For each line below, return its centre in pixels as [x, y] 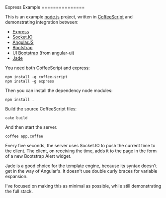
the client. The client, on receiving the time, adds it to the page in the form [81, 151]
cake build [16, 118]
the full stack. [19, 191]
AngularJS [23, 42]
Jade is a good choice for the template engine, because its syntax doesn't [81, 166]
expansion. [16, 176]
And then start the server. [31, 127]
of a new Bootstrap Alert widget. [38, 156]
